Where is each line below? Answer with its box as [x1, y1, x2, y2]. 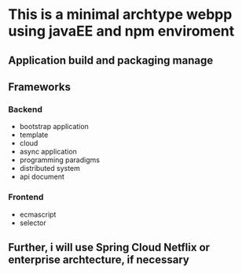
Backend [8, 104, 43, 115]
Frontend [8, 191, 44, 202]
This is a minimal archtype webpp [8, 6, 233, 24]
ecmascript [19, 209, 57, 219]
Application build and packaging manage [8, 54, 214, 67]
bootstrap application [19, 122, 89, 131]
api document [19, 172, 65, 182]
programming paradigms [19, 155, 101, 165]
